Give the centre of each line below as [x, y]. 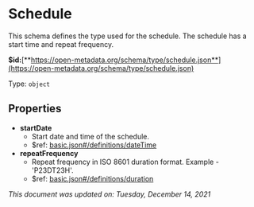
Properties [35, 109]
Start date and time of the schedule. [90, 136]
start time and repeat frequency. [61, 44]
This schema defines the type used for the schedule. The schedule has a [128, 36]
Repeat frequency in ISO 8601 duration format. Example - [125, 162]
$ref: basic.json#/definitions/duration [92, 178]
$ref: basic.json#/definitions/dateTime [94, 145]
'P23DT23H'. [52, 170]
